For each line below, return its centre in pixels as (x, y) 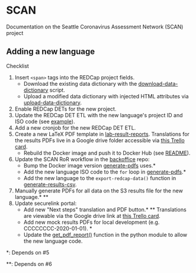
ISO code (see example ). (45, 121)
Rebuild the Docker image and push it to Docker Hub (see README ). (107, 153)
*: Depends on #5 (28, 252)
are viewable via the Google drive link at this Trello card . (92, 216)
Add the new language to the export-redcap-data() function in (100, 178)
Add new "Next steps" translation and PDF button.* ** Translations (105, 209)
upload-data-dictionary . (52, 102)
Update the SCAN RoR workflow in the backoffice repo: (82, 159)
